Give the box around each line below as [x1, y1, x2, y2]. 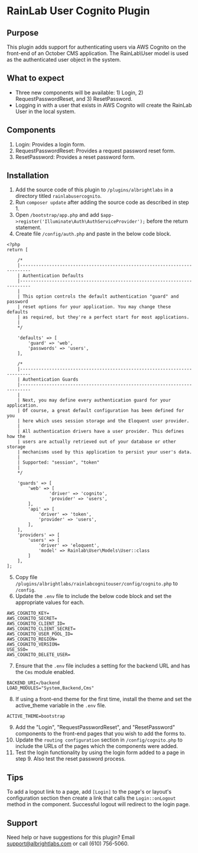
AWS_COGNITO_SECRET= [7, 615, 58, 622]
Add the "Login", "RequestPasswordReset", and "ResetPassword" [15, 724, 176, 731]
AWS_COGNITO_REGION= [7, 636, 58, 643]
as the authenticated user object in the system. [7, 56, 121, 63]
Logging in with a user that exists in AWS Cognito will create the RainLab [15, 101, 192, 108]
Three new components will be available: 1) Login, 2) [15, 89, 144, 96]
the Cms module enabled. [15, 669, 76, 676]
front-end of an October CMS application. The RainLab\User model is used [7, 50, 189, 57]
